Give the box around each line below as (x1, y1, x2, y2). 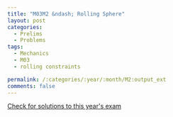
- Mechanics (13, 50, 50, 57)
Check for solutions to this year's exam (7, 102, 122, 111)
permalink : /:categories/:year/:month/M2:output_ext (7, 76, 167, 83)
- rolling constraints (13, 63, 81, 70)
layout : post (7, 17, 46, 24)
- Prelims (13, 30, 43, 38)
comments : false (7, 82, 55, 89)
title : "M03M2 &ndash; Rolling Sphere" (7, 10, 125, 18)
